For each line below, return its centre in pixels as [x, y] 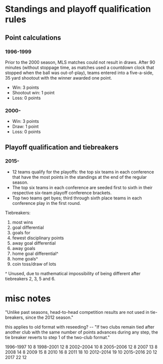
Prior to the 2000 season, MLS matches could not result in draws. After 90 [80, 62]
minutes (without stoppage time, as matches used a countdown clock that [80, 67]
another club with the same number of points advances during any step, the [81, 332]
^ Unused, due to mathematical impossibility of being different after [73, 273]
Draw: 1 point [25, 127]
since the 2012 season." [49, 317]
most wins [23, 222]
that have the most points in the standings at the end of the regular [79, 177]
